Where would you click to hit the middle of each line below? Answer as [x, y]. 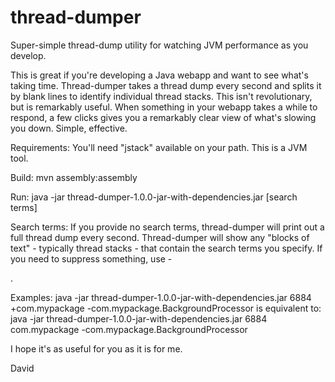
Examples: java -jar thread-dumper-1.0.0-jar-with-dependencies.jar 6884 [161, 297]
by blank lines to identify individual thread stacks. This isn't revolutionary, [161, 96]
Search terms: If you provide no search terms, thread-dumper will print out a [167, 227]
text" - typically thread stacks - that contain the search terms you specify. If [166, 248]
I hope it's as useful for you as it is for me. [96, 348]
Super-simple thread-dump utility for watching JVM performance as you [159, 45]
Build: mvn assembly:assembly [74, 177]
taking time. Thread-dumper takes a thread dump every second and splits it [166, 85]
